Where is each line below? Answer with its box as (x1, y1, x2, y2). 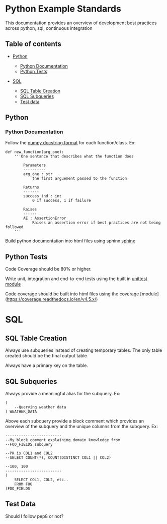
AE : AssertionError (23, 216, 66, 221)
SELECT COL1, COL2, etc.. (14, 478, 69, 483)
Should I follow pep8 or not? (5, 513, 64, 519)
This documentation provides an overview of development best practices (5, 20, 157, 26)
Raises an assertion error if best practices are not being (32, 220, 161, 225)
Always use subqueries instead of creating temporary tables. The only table (5, 347, 162, 353)
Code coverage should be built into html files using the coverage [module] (5, 291, 159, 297)
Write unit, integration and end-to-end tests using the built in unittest (5, 276, 147, 282)
